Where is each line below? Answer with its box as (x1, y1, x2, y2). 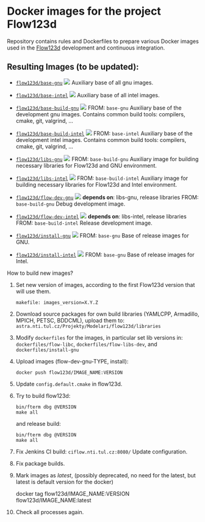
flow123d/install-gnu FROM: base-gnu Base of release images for (15, 231, 189, 239)
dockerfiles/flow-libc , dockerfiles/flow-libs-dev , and (15, 340, 157, 348)
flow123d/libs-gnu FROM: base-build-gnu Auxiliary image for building (15, 155, 199, 163)
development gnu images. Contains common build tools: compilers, (15, 110, 185, 117)
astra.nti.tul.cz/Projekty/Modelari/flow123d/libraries (15, 323, 161, 329)
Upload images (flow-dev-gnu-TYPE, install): (15, 357, 129, 365)
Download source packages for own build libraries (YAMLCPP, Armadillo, (15, 310, 200, 318)
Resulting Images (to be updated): (7, 62, 139, 72)
